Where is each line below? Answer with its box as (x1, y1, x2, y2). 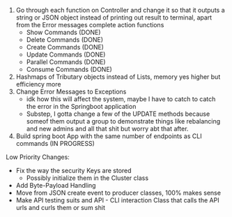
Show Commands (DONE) (26, 28, 101, 36)
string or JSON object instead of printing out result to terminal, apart (15, 13, 212, 22)
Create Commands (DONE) (26, 43, 105, 51)
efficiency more (15, 80, 61, 88)
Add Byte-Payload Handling (15, 181, 96, 189)
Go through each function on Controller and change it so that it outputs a (15, 6, 225, 14)
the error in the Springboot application (26, 103, 137, 110)
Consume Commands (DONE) (26, 66, 112, 73)
